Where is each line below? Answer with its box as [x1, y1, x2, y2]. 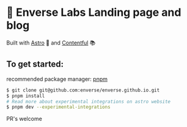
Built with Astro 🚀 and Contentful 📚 [6, 39, 96, 46]
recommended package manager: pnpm [6, 75, 108, 82]
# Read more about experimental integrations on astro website [6, 98, 171, 104]
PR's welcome [6, 115, 43, 123]
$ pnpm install [6, 93, 45, 99]
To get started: [6, 59, 64, 70]
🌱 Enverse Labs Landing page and [6, 5, 182, 20]
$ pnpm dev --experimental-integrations [6, 104, 111, 111]
